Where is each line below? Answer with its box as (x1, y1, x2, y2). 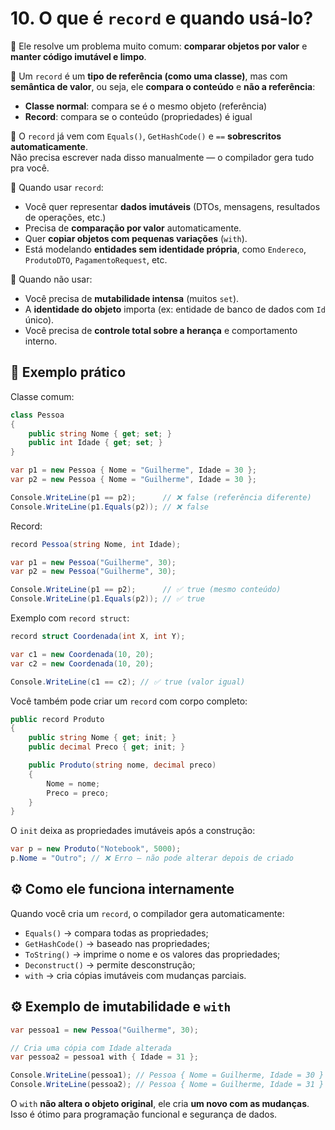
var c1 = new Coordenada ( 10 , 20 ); (10, 649, 155, 659)
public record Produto (10, 714, 105, 724)
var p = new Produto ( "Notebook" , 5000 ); (10, 844, 182, 854)
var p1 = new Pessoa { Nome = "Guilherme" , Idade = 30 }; (10, 465, 257, 476)
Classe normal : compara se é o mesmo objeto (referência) (24, 100, 268, 112)
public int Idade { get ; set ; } (28, 438, 163, 448)
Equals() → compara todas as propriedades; (24, 927, 209, 939)
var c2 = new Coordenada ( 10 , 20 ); (10, 658, 155, 669)
